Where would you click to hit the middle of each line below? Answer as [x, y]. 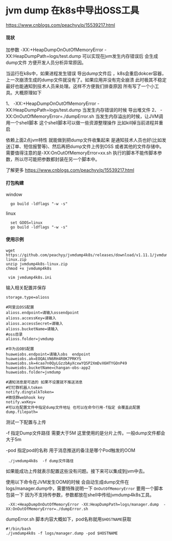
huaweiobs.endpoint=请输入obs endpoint [48, 354]
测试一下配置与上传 [26, 422]
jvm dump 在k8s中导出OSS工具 [72, 11]
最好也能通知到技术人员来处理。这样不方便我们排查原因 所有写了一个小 [80, 86]
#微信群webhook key [25, 398]
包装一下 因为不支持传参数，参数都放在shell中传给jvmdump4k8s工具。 [80, 494]
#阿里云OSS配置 [20, 307]
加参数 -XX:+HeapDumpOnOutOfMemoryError [55, 50]
